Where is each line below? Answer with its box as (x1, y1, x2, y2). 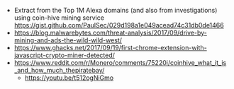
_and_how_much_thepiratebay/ (13, 66, 105, 74)
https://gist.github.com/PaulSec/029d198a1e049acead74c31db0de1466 (13, 21, 225, 29)
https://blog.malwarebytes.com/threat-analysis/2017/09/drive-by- (13, 28, 207, 37)
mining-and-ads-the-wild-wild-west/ (13, 36, 123, 44)
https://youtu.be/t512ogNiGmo (24, 73, 114, 82)
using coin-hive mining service (13, 13, 105, 22)
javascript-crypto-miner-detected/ (13, 51, 116, 59)
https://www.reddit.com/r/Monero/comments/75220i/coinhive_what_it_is (13, 59, 227, 66)
